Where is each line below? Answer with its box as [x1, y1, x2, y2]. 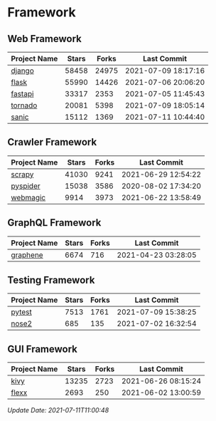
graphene [11, 250, 44, 260]
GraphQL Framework [7, 217, 102, 229]
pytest [11, 307, 32, 317]
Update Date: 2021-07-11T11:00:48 [7, 406, 109, 415]
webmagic [11, 192, 46, 202]
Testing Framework [7, 274, 95, 286]
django [11, 66, 34, 76]
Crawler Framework [7, 136, 97, 148]
